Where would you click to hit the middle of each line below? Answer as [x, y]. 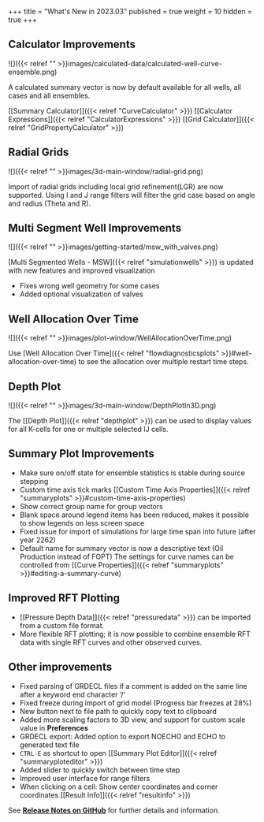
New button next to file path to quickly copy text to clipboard [118, 711]
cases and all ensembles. [49, 95]
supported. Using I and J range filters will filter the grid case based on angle [132, 195]
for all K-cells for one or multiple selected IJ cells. [88, 430]
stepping [34, 481]
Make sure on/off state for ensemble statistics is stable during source [132, 473]
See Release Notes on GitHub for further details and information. [114, 810]
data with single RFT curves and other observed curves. [111, 642]
